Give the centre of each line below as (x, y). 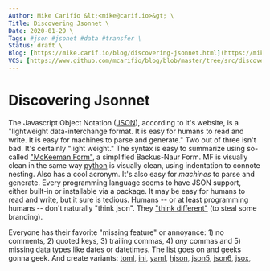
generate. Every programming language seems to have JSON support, (125, 183)
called (18, 157)
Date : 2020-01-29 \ (41, 31)
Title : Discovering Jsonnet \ (59, 23)
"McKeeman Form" (61, 157)
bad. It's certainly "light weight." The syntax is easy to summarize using (127, 148)
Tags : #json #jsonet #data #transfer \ (75, 38)
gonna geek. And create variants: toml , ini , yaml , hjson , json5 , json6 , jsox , (130, 257)
